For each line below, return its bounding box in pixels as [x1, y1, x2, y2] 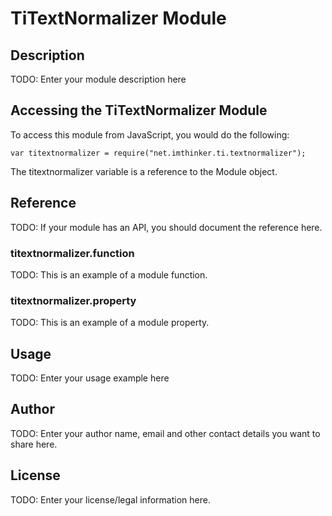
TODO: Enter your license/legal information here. [10, 493, 211, 506]
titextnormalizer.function [10, 246, 135, 260]
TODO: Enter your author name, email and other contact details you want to [10, 427, 321, 439]
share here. [10, 438, 58, 450]
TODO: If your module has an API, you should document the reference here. [10, 221, 323, 233]
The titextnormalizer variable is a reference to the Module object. [10, 165, 278, 177]
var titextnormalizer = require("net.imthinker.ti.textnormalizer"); [10, 148, 307, 158]
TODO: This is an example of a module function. [10, 268, 208, 281]
